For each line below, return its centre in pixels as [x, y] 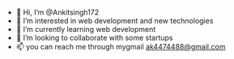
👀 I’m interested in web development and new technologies [115, 21]
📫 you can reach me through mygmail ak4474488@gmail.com [121, 47]
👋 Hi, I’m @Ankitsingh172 [57, 12]
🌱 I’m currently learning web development [86, 29]
